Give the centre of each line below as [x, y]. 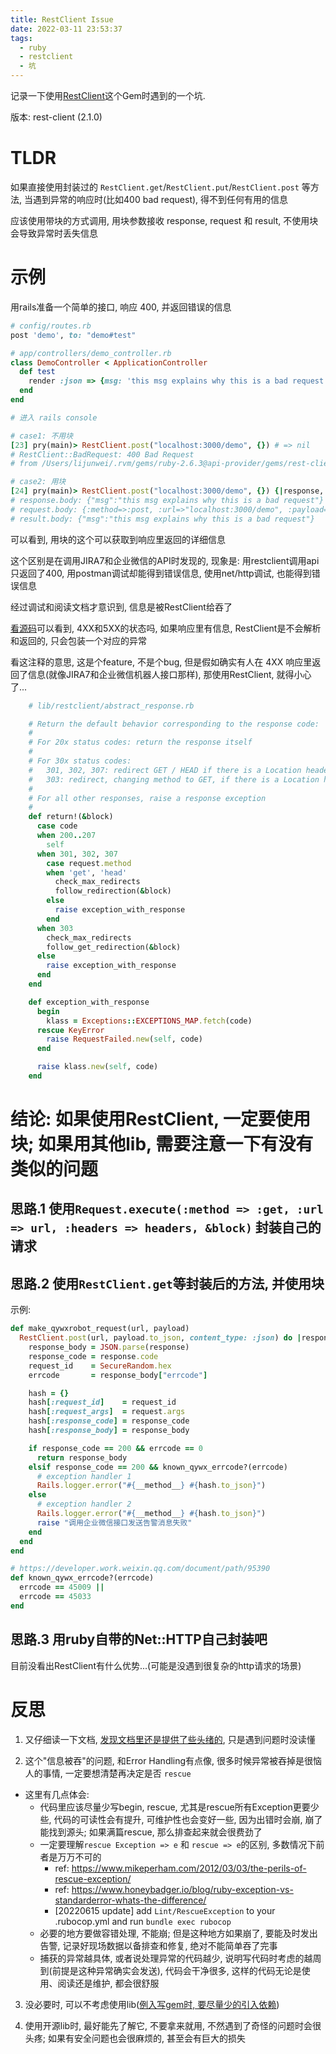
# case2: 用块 [38, 482]
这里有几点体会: [57, 1794]
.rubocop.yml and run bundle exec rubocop [143, 1921]
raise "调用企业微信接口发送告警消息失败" [114, 1522]
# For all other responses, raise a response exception [147, 798]
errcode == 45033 [55, 1597]
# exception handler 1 [84, 1476]
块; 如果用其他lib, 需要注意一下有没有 [162, 1144]
